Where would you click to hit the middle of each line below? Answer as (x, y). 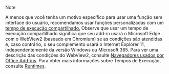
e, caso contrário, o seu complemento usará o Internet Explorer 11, (75, 44)
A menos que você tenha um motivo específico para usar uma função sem (84, 17)
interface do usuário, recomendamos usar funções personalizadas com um (84, 23)
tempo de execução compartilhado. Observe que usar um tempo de (77, 28)
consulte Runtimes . (26, 66)
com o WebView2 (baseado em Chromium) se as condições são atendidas (84, 39)
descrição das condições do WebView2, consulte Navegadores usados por (84, 55)
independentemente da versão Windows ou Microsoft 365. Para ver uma (82, 50)
